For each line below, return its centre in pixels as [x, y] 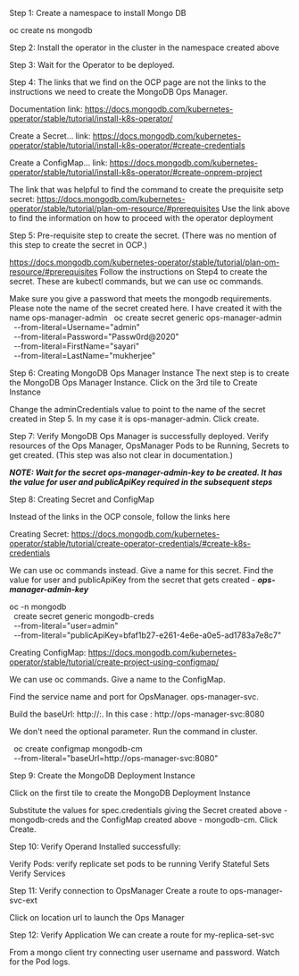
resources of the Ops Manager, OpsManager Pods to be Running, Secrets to [149, 446]
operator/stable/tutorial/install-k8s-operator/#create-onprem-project [136, 172]
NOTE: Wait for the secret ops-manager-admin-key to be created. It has [146, 472]
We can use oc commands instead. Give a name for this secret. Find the [141, 570]
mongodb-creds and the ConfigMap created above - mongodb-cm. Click [144, 819]
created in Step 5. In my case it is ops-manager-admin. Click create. [134, 419]
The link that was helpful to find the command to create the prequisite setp [146, 190]
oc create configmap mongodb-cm [78, 749]
